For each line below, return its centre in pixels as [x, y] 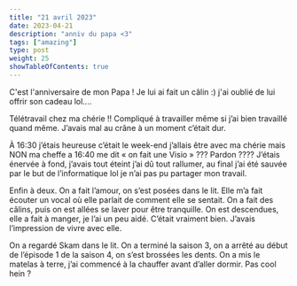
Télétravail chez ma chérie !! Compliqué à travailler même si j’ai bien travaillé [148, 118]
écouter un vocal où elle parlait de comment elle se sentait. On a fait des [141, 199]
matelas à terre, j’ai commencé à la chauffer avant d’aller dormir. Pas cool [143, 264]
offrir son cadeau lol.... [51, 101]
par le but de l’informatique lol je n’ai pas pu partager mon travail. [128, 173]
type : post [29, 50]
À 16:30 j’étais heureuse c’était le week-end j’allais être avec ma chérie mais [148, 145]
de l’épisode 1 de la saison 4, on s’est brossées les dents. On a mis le [135, 254]
